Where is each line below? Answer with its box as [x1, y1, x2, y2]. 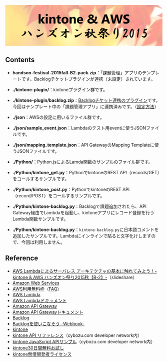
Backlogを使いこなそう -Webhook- [12, 320, 85, 326]
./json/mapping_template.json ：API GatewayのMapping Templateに [12, 142, 155, 148]
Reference [5, 254, 38, 263]
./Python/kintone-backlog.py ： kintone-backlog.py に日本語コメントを [12, 226, 159, 232]
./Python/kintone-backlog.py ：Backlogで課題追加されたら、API [12, 203, 146, 209]
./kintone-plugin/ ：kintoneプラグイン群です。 [12, 86, 108, 92]
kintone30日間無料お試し [12, 344, 64, 351]
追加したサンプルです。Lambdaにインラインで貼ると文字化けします [12, 232, 151, 238]
